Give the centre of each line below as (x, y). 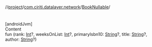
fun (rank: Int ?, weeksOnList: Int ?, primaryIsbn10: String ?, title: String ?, (76, 34)
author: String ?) (21, 39)
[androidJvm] (19, 24)
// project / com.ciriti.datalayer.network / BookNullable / (58, 7)
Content (13, 29)
